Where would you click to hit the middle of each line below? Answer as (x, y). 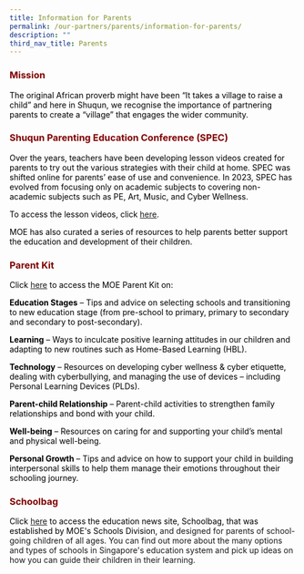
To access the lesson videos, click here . (84, 214)
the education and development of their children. (101, 241)
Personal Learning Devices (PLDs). (75, 386)
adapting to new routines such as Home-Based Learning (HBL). (128, 349)
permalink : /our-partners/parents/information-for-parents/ (126, 26)
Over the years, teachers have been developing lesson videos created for (147, 158)
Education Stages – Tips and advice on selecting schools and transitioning (150, 302)
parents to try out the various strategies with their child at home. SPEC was (150, 167)
